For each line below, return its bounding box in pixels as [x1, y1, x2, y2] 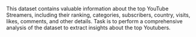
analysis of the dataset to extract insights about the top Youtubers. [6, 24, 171, 31]
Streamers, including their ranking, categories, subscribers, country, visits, [6, 11, 191, 18]
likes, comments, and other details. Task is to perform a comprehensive [6, 18, 183, 24]
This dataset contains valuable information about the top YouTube [6, 5, 169, 12]
